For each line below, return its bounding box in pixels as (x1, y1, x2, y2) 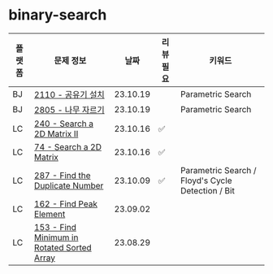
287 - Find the (33, 169, 91, 180)
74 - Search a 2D (33, 141, 102, 152)
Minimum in (33, 232, 79, 243)
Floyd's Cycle (180, 175, 232, 186)
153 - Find (33, 221, 77, 233)
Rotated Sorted (33, 241, 92, 253)
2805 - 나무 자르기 (33, 104, 105, 115)
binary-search (8, 6, 107, 24)
